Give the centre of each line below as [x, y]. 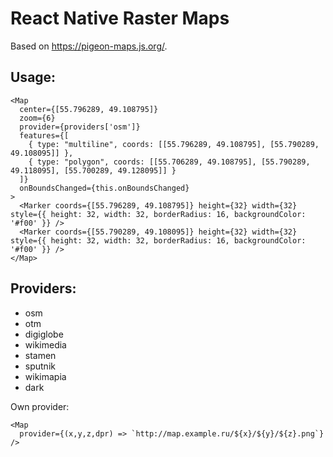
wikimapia [45, 376]
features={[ [44, 135]
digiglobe [44, 334]
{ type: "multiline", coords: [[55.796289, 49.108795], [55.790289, [174, 144]
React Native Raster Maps [120, 18]
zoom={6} [37, 118]
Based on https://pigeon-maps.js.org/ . [89, 46]
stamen [40, 355]
